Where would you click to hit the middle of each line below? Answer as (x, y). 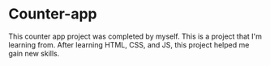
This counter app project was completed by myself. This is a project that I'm (135, 36)
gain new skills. (34, 53)
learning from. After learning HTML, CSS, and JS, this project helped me (129, 44)
